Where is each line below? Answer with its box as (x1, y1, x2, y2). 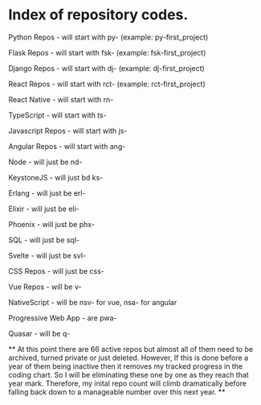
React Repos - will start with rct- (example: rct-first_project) (8, 79, 206, 89)
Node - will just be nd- (8, 157, 83, 167)
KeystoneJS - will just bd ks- (8, 172, 104, 182)
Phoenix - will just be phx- (8, 219, 95, 229)
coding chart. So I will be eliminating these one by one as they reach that (8, 370, 249, 379)
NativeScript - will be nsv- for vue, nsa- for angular (8, 297, 177, 307)
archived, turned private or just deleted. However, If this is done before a (8, 353, 249, 362)
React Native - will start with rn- (8, 94, 114, 104)
